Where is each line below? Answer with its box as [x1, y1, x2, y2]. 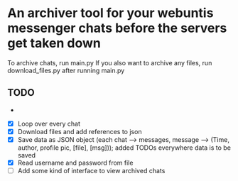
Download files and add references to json [17, 127, 142, 136]
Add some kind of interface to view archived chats [17, 167, 166, 175]
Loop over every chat [17, 119, 80, 128]
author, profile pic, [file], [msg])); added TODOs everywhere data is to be [17, 143, 231, 152]
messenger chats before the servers [7, 20, 227, 36]
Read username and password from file [17, 158, 134, 167]
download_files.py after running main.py [7, 66, 125, 75]
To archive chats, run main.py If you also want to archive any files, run [7, 58, 212, 67]
